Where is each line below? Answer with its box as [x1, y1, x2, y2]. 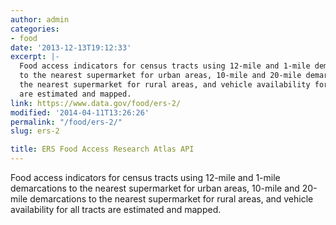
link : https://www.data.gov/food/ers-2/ [10, 98, 182, 108]
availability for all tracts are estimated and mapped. [10, 204, 222, 215]
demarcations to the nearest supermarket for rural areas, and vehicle [29, 193, 314, 205]
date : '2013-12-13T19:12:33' [10, 42, 132, 53]
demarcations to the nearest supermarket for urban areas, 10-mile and [10, 182, 300, 194]
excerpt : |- [10, 52, 60, 62]
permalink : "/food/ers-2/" [10, 117, 123, 127]
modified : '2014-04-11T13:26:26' [10, 107, 150, 118]
